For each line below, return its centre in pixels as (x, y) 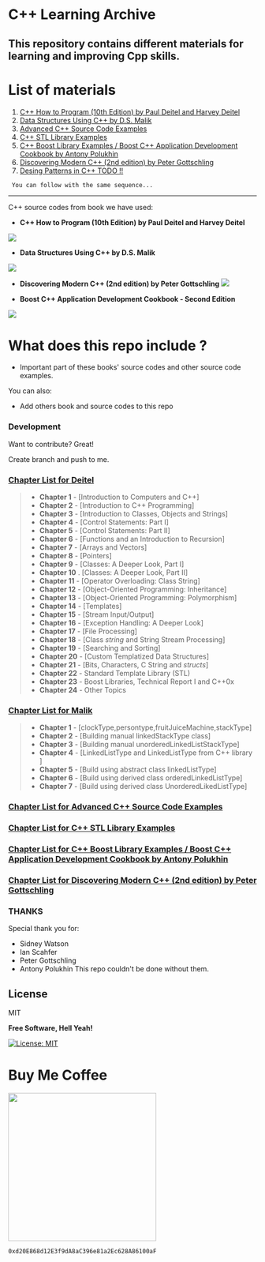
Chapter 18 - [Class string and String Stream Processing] (132, 640)
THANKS (26, 911)
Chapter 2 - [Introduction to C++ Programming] (117, 505)
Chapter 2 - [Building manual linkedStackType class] (125, 736)
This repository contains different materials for (126, 44)
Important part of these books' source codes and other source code (130, 367)
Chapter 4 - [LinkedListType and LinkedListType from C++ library (146, 753)
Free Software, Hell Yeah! (50, 1028)
